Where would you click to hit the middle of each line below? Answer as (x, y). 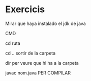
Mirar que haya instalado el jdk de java (46, 23)
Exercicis (25, 9)
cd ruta (13, 43)
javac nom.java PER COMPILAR (38, 73)
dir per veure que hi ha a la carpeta (42, 63)
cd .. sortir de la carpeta (31, 53)
